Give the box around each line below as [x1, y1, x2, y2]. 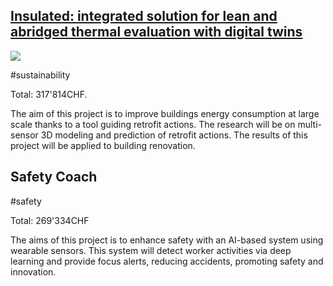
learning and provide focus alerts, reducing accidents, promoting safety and [10, 255, 324, 267]
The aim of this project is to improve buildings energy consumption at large [10, 107, 320, 119]
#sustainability [10, 69, 71, 81]
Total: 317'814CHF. [10, 88, 88, 100]
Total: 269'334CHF [10, 214, 90, 226]
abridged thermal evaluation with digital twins [10, 24, 303, 41]
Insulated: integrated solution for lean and [10, 8, 278, 25]
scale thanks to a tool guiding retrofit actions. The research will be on [10, 118, 296, 130]
